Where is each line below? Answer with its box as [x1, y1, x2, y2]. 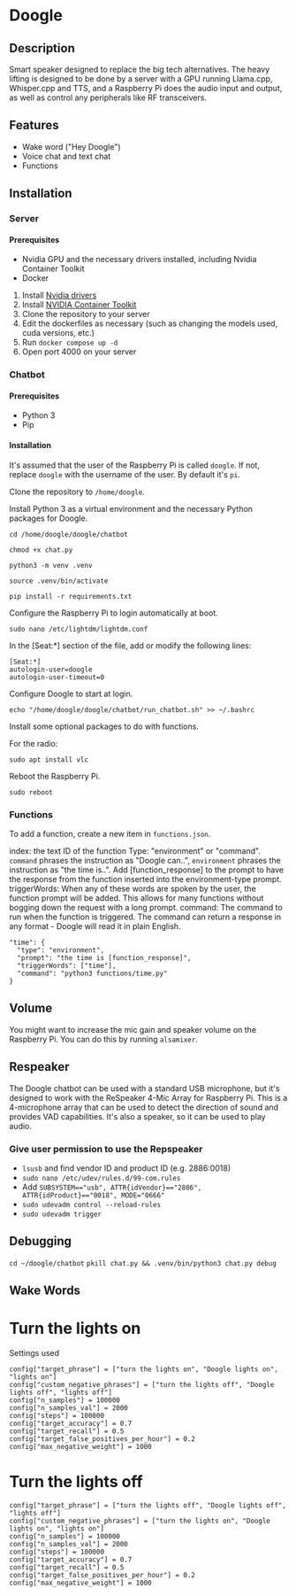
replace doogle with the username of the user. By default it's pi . [9, 469, 240, 479]
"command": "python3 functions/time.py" [17, 969, 168, 978]
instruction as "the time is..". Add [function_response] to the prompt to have [9, 864, 285, 875]
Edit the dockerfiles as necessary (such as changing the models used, [21, 318, 278, 329]
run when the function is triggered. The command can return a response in [9, 911, 282, 922]
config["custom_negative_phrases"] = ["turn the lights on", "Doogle [9, 1516, 271, 1525]
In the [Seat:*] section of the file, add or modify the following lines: [9, 639, 252, 651]
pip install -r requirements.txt [9, 592, 133, 600]
